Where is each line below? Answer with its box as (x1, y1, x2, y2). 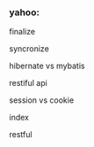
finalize (9, 27, 36, 37)
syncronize (9, 43, 50, 54)
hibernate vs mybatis (9, 60, 85, 72)
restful (9, 129, 33, 140)
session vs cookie (9, 95, 75, 105)
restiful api (9, 78, 48, 89)
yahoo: (9, 6, 40, 19)
